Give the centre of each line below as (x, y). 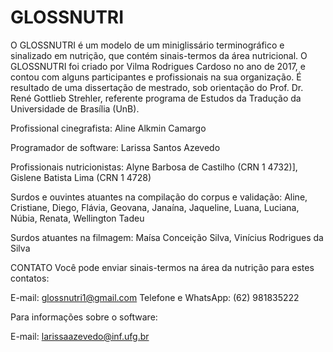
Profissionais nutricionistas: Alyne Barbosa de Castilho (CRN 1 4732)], (154, 167)
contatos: (30, 278)
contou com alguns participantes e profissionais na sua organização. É (156, 77)
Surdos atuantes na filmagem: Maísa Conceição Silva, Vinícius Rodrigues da (167, 237)
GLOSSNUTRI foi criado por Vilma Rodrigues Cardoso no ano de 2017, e (158, 66)
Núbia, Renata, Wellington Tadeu (77, 218)
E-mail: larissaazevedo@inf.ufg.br (80, 336)
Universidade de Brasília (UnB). (75, 108)
